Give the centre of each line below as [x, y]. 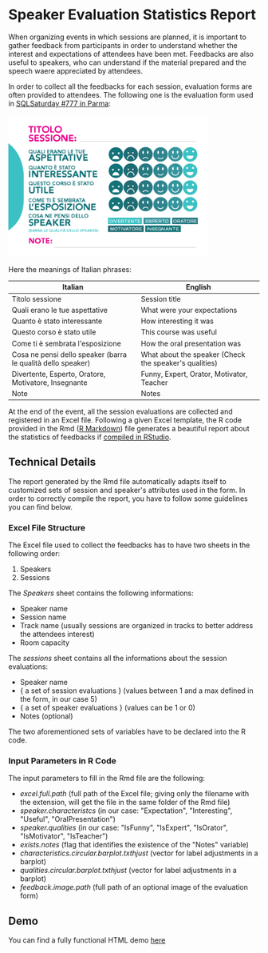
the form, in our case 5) [59, 699]
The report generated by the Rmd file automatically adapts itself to [118, 481]
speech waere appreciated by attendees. [76, 70]
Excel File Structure [47, 527]
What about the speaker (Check [193, 354]
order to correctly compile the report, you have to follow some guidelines [128, 499]
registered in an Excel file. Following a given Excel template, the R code [125, 420]
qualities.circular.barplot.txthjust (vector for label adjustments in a [128, 871]
